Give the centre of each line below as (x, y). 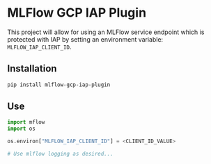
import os (22, 129)
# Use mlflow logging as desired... (60, 154)
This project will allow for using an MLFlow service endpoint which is (106, 32)
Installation (32, 68)
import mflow (26, 122)
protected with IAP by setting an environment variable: (85, 39)
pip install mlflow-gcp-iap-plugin (59, 85)
